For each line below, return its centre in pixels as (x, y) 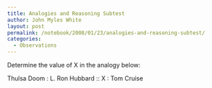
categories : (24, 39)
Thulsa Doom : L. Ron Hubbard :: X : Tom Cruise (75, 78)
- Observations (35, 45)
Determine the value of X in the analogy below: (74, 65)
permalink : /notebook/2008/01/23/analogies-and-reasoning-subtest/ (106, 33)
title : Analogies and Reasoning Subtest (66, 13)
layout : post (26, 26)
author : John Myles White (44, 20)
